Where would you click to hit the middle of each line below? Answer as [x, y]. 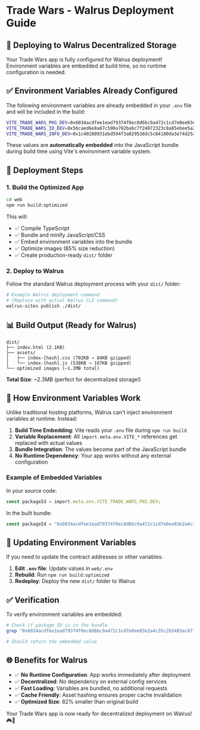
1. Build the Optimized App [45, 187]
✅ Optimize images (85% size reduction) [65, 248]
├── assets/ [21, 352]
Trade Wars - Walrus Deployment [90, 10]
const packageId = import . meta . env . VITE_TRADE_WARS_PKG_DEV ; [84, 502]
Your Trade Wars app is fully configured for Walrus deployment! [84, 59]
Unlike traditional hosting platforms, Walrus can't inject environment [89, 412]
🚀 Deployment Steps [45, 170]
